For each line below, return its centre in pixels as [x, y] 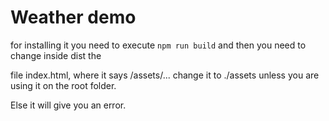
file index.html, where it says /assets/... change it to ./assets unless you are [165, 75]
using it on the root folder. [63, 85]
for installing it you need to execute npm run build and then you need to [158, 45]
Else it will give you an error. [68, 105]
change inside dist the [56, 55]
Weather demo [73, 17]
